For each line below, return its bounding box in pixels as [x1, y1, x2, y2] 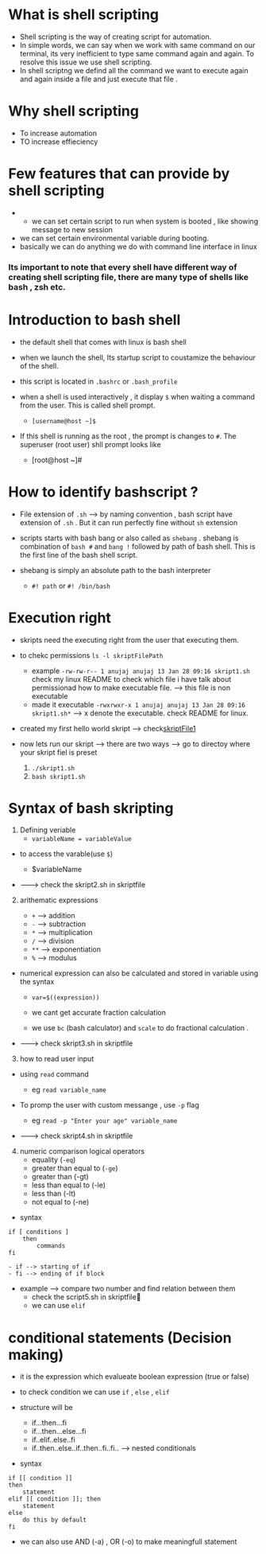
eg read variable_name [31, 1085, 107, 1095]
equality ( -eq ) [31, 1155, 76, 1165]
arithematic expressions [19, 895, 98, 905]
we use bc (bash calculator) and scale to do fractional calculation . [31, 1023, 249, 1033]
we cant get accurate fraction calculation [31, 1008, 167, 1018]
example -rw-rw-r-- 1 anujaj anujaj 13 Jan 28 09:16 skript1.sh [31, 666, 250, 676]
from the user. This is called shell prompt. [19, 400, 156, 410]
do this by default [22, 1516, 87, 1525]
